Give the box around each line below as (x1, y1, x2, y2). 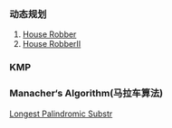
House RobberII (22, 39, 81, 50)
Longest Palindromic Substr (9, 108, 113, 119)
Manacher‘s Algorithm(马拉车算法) (9, 87, 164, 100)
